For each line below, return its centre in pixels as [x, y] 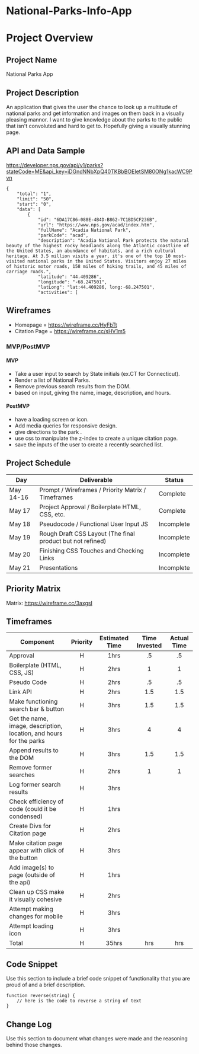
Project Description [43, 93]
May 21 [20, 567]
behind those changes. [34, 1045]
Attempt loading [31, 926]
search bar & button [37, 709]
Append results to [34, 750]
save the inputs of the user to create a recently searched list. [89, 444]
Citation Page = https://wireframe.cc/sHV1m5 [70, 331]
